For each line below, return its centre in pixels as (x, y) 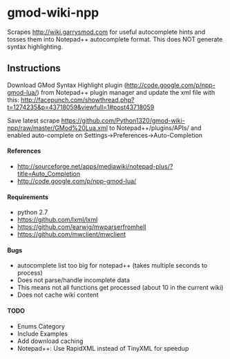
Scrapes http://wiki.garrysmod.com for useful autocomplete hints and (106, 32)
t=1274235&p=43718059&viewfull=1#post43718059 (81, 107)
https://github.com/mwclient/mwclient (71, 234)
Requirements (28, 197)
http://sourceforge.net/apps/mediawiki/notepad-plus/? (95, 166)
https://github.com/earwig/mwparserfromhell (82, 227)
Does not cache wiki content (58, 295)
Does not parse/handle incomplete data (73, 280)
